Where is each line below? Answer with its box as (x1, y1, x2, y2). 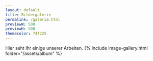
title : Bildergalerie (5, 12, 52, 17)
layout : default (5, 7, 40, 13)
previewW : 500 (5, 21, 36, 27)
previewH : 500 (5, 26, 36, 32)
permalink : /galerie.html (5, 17, 60, 22)
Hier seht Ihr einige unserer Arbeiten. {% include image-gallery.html (5, 45, 148, 51)
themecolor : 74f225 (5, 31, 47, 36)
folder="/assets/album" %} (5, 50, 62, 56)
